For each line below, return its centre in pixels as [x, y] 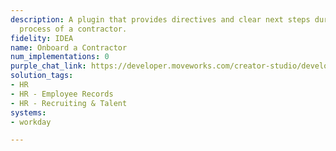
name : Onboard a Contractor [69, 47]
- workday [31, 122]
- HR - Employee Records [62, 94]
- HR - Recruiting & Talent [69, 103]
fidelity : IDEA [42, 38]
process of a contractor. [73, 29]
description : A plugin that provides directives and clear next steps [160, 19]
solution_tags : [42, 76]
